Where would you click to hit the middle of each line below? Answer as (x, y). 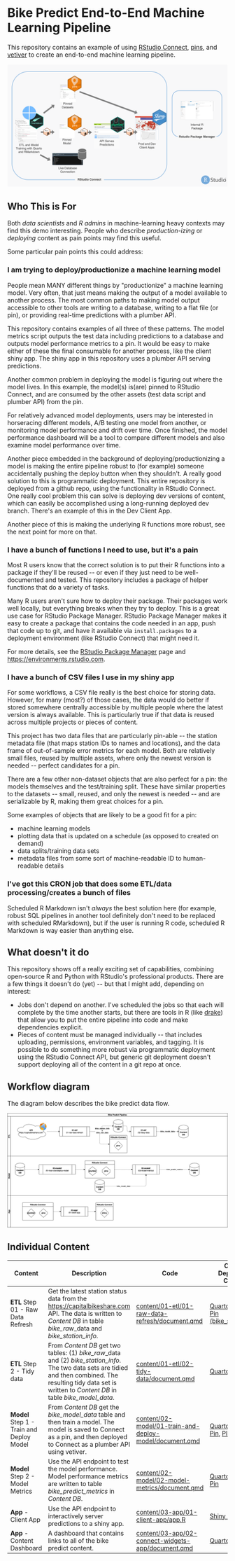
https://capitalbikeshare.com (89, 1306)
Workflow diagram (49, 1087)
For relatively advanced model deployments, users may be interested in (110, 415)
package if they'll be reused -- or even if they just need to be (95, 572)
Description (89, 1273)
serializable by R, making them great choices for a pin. (86, 802)
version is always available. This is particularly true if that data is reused (111, 715)
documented (26, 580)
